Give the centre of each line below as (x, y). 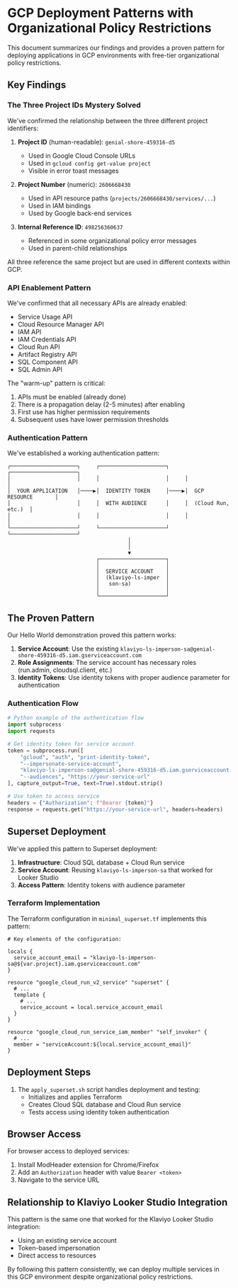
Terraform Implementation (54, 903)
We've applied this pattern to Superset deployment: (83, 848)
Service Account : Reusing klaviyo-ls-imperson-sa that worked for (115, 870)
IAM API (29, 331)
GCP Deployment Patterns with (100, 13)
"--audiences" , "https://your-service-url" (85, 777)
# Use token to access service (53, 797)
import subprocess (34, 725)
